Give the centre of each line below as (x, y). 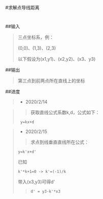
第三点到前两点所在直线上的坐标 (51, 81)
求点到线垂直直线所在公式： (60, 142)
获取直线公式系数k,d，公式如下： (65, 113)
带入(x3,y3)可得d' (36, 182)
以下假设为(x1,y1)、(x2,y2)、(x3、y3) (57, 59)
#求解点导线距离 (22, 7)
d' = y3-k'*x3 (45, 192)
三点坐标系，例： (36, 37)
